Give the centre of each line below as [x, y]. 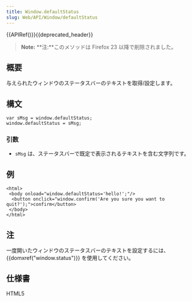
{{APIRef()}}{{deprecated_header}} [50, 34]
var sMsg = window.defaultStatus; [49, 118]
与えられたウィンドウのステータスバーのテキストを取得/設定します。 [91, 83]
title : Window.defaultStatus [43, 12]
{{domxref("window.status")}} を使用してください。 [70, 258]
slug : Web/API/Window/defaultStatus [52, 17]
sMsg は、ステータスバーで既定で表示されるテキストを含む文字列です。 [102, 154]
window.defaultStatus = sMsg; [44, 124]
